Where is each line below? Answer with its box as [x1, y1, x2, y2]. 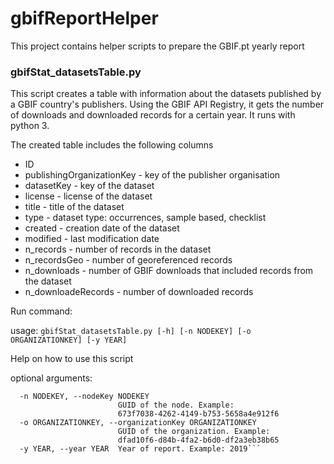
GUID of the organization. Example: [117, 427, 271, 437]
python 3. [10, 120, 50, 132]
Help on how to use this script [10, 353, 134, 365]
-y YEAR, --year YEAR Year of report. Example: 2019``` [19, 444, 262, 454]
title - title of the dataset [24, 201, 125, 213]
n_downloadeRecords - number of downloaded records [24, 286, 254, 298]
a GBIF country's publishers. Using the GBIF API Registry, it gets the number [10, 98, 325, 111]
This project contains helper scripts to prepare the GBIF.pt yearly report [10, 40, 305, 52]
